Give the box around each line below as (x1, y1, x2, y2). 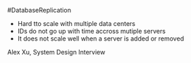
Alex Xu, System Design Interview (7, 48, 106, 56)
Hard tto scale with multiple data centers (17, 20, 136, 27)
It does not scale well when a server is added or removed (17, 34, 185, 43)
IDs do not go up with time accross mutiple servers (17, 27, 166, 35)
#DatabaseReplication (7, 6, 72, 14)
